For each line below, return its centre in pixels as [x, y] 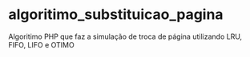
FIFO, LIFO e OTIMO [41, 44]
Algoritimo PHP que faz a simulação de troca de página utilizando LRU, [125, 36]
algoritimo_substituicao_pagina [116, 15]
